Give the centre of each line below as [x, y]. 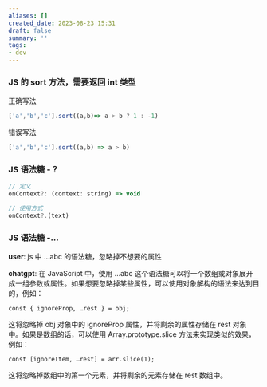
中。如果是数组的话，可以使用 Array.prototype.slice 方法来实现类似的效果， [132, 334]
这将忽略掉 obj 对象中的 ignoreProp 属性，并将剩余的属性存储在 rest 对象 [128, 325]
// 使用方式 [26, 208]
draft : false [30, 30]
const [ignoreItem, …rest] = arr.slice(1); [82, 360]
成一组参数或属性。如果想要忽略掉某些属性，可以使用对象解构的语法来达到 [130, 283]
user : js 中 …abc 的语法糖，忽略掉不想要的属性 [85, 257]
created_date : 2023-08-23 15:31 [62, 23]
